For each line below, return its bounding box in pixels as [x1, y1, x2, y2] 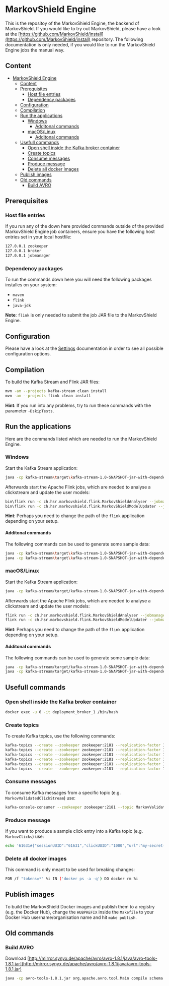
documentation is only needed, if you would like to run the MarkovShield [5, 41, 155, 47]
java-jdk [12, 303, 31, 309]
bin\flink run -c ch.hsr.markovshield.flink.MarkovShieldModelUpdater [5, 504, 156, 509]
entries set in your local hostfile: [5, 234, 72, 240]
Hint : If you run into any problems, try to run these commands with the [5, 402, 151, 408]
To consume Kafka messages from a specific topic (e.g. [5, 789, 121, 795]
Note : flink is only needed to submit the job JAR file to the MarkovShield [5, 312, 157, 318]
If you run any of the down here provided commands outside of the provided [5, 223, 164, 229]
